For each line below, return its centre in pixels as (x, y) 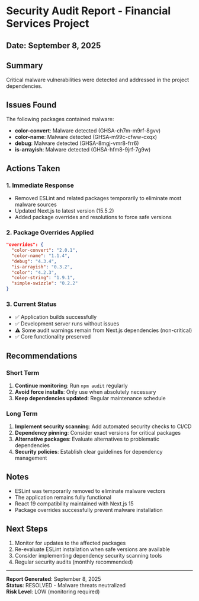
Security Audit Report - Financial (89, 11)
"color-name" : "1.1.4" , (41, 256)
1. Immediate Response (40, 185)
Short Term (23, 372)
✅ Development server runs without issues (67, 324)
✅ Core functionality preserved (53, 337)
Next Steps (27, 529)
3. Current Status (31, 304)
